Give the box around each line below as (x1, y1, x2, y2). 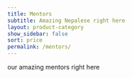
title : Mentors (7, 10, 53, 18)
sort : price (7, 37, 43, 44)
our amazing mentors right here (7, 63, 100, 71)
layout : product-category (7, 23, 84, 30)
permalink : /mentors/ (7, 43, 72, 50)
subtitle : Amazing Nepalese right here (7, 17, 126, 24)
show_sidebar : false (7, 30, 69, 38)
